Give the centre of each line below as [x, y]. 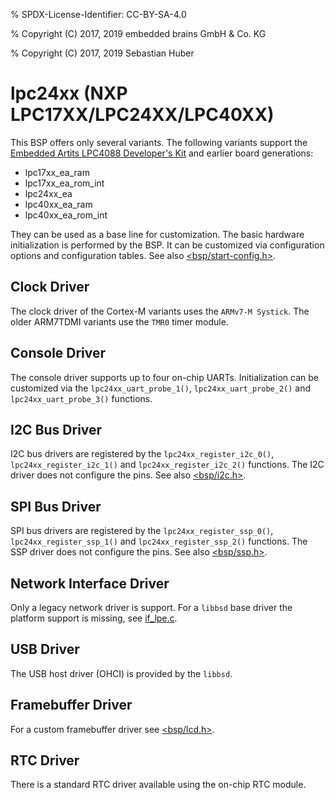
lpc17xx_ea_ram [57, 172]
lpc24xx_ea [48, 193]
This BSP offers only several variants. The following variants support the [159, 142]
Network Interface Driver [90, 583]
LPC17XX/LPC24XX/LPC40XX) [142, 115]
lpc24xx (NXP [69, 93]
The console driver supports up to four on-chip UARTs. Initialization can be [164, 377]
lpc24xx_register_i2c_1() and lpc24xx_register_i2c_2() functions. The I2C [167, 465]
